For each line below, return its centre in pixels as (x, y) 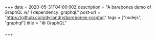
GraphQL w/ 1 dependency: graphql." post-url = (53, 12)
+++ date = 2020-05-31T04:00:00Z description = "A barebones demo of (78, 7)
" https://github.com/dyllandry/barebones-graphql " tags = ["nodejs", (73, 17)
